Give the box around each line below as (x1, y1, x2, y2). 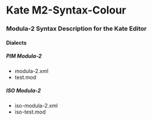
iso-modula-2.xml (14, 102, 58, 109)
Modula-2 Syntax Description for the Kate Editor (6, 25, 147, 33)
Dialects (6, 39, 27, 46)
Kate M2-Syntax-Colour (6, 4, 127, 17)
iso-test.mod (14, 108, 46, 115)
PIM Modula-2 (6, 52, 42, 59)
